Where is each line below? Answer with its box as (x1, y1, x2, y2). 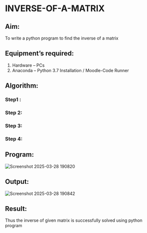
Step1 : (5, 96, 21, 103)
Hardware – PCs (12, 62, 45, 68)
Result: (5, 204, 27, 213)
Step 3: (5, 122, 23, 129)
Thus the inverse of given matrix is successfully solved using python (5, 217, 143, 223)
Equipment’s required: (5, 49, 74, 58)
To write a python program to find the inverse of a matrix (5, 35, 119, 41)
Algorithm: (5, 81, 38, 90)
